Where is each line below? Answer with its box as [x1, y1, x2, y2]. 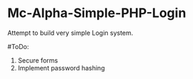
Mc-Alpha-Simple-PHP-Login [7, 5, 187, 21]
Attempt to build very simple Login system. [7, 28, 134, 37]
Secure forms [17, 56, 59, 65]
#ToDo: [7, 42, 29, 51]
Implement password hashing [17, 63, 105, 72]
